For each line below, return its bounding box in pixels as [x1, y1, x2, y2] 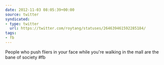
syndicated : [5, 16, 30, 21]
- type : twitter [5, 21, 39, 26]
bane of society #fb [5, 54, 46, 60]
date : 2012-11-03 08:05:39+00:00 [5, 7, 75, 12]
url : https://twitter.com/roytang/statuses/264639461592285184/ [9, 26, 146, 31]
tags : [5, 30, 16, 35]
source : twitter [5, 12, 39, 17]
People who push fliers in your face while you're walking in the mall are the [5, 48, 159, 55]
